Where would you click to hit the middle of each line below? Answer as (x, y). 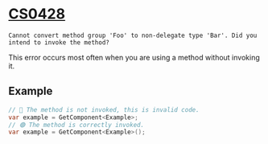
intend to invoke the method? (59, 42)
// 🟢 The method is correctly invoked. (76, 125)
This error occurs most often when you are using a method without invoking (134, 57)
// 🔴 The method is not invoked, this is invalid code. (104, 109)
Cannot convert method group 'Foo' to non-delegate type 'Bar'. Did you (133, 35)
